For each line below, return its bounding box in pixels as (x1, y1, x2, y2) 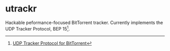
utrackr (5, 3, 37, 14)
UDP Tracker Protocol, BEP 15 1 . (5, 24, 70, 31)
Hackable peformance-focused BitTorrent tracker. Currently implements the (5, 19, 163, 25)
